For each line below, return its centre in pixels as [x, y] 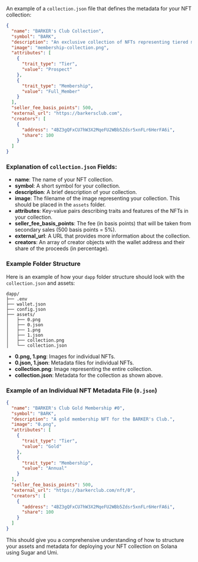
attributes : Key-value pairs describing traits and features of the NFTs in [101, 211]
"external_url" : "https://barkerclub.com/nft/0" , [73, 490]
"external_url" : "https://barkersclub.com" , [67, 113]
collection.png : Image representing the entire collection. [83, 369]
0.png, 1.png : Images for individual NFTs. [65, 356]
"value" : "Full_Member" [51, 91]
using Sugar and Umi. [32, 552]
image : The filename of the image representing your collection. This [97, 198]
